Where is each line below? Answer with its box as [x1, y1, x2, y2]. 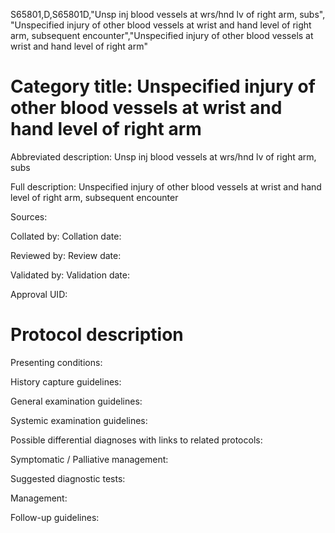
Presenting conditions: [10, 356, 103, 368]
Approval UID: [10, 288, 68, 300]
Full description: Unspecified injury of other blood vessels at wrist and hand [10, 180, 322, 193]
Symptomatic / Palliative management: [10, 453, 169, 465]
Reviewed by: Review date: [10, 249, 122, 261]
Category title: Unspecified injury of [10, 75, 316, 98]
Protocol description [10, 324, 184, 346]
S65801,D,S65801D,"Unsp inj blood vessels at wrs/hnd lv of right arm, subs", [10, 9, 326, 20]
